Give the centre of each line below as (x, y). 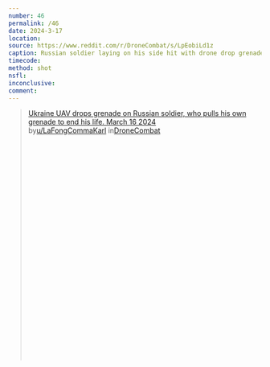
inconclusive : (32, 83)
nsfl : (17, 76)
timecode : (25, 61)
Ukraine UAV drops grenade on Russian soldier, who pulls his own (137, 113)
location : (25, 38)
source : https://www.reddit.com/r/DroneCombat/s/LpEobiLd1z (111, 46)
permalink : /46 (34, 23)
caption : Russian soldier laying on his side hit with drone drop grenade (136, 53)
